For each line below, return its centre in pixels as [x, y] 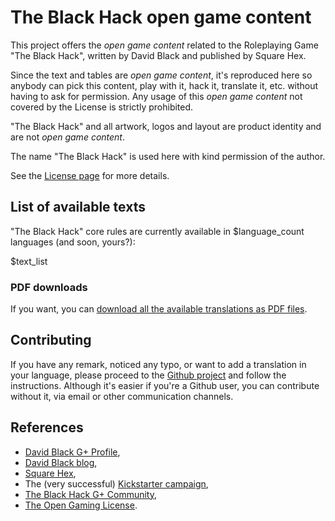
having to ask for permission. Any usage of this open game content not [156, 96]
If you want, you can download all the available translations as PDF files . [159, 309]
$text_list [29, 261]
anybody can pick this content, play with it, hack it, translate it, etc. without [164, 85]
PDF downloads [49, 287]
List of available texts [78, 207]
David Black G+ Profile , [72, 452]
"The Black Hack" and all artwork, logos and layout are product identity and [166, 126]
